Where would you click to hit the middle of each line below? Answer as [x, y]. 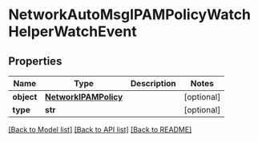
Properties [35, 61]
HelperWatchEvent [73, 32]
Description [153, 83]
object [25, 97]
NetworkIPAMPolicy [84, 97]
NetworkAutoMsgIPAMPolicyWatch [129, 15]
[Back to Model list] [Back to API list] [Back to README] [100, 130]
